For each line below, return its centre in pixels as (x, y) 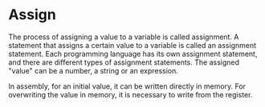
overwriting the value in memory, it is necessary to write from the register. (130, 94)
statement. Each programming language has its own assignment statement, (133, 53)
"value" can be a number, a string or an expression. (94, 70)
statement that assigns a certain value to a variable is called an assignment (132, 45)
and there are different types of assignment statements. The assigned (124, 62)
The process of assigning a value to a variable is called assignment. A (124, 37)
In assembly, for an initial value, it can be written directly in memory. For (127, 86)
